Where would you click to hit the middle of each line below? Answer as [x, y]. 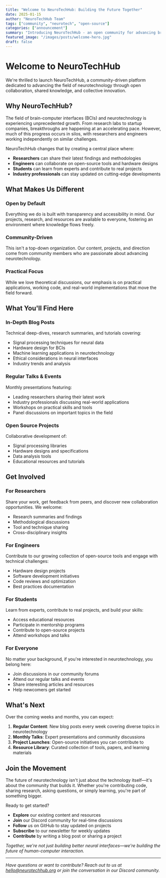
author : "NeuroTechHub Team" [35, 19]
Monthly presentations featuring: [39, 387]
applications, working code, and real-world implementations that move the [81, 288]
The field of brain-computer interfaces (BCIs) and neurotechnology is [76, 118]
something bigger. [24, 796]
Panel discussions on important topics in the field [63, 413]
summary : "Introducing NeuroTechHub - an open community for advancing [81, 33]
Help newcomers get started [42, 689]
